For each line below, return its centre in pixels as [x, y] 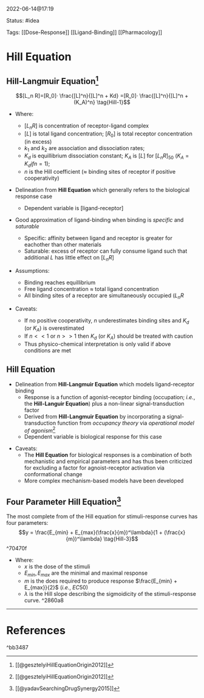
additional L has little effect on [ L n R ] [69, 258]
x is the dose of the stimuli [57, 567]
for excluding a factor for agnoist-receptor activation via [94, 468]
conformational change [53, 474]
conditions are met [48, 350]
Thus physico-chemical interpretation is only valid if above [97, 344]
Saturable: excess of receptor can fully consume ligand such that [106, 251]
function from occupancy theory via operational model [126, 423]
